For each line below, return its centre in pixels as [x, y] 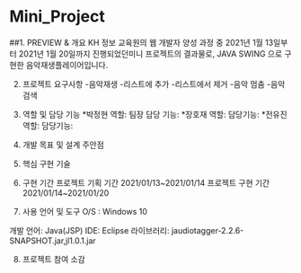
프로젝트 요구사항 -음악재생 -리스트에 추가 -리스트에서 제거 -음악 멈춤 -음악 [154, 84]
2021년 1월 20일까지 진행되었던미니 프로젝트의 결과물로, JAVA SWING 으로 [150, 53]
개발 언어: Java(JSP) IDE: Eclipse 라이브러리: [89, 230]
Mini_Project [57, 17]
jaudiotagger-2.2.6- [208, 230]
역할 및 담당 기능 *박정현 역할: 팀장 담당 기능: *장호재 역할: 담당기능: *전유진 [155, 114]
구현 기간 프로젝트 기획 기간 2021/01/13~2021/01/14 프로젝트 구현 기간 [146, 182]
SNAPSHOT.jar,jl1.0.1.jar [53, 241]
